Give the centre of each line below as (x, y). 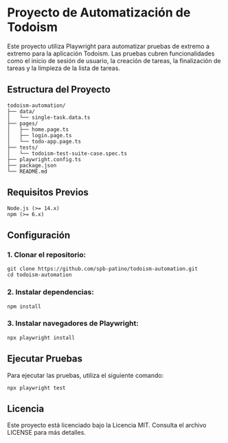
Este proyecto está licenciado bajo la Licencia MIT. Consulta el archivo (107, 425)
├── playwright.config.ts (44, 159)
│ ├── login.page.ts (39, 135)
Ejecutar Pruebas (45, 359)
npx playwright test (37, 388)
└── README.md (27, 171)
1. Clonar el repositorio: (47, 254)
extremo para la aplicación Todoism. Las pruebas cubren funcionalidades (111, 53)
